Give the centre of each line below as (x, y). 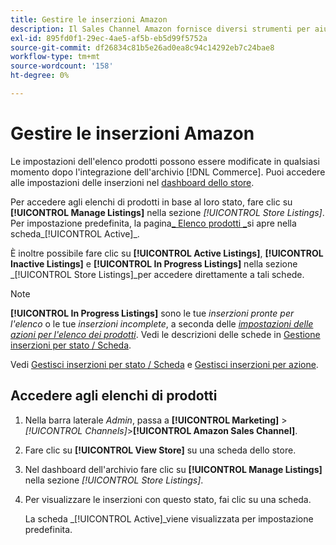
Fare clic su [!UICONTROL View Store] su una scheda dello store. (160, 450)
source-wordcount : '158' (62, 66)
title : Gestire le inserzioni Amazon (89, 19)
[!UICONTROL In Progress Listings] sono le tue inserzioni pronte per (152, 313)
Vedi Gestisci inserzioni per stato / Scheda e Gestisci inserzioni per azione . (164, 364)
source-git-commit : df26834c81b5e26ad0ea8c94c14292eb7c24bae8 (142, 47)
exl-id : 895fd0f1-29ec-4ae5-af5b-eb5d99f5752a (109, 38)
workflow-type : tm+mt (55, 57)
